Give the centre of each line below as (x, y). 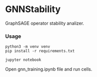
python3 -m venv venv (28, 47)
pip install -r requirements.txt (40, 51)
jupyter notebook (23, 60)
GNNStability (33, 9)
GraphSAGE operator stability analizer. (44, 23)
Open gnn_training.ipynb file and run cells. (49, 69)
